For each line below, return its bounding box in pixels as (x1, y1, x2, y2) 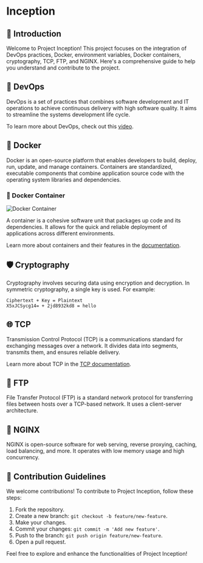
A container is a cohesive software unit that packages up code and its (6, 216, 181, 224)
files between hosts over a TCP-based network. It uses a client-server (6, 400, 182, 408)
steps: (6, 494, 22, 501)
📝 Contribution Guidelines (6, 471, 106, 482)
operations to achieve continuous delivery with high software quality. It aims (6, 104, 197, 112)
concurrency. (6, 454, 40, 461)
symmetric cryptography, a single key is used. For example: (6, 285, 156, 293)
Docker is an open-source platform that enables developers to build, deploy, (6, 157, 198, 164)
